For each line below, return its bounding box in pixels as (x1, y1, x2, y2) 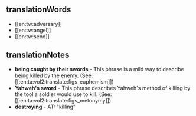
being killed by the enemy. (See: (14, 72, 93, 79)
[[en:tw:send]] (14, 32, 50, 40)
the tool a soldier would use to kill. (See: (14, 91, 112, 98)
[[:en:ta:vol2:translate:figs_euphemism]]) (14, 78, 114, 85)
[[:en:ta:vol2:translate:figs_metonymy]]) (14, 97, 112, 104)
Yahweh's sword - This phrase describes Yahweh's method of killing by (14, 84, 191, 91)
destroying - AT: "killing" (14, 103, 76, 110)
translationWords (6, 5, 71, 15)
